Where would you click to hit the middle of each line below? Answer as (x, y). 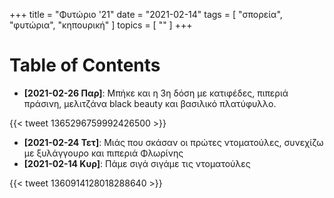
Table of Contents (85, 65)
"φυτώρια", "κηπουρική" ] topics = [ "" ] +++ (101, 25)
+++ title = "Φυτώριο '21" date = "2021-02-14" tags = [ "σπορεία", (146, 14)
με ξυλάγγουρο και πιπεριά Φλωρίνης (103, 153)
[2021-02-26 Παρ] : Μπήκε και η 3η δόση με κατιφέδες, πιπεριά (156, 93)
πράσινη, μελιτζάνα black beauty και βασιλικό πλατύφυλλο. (150, 103)
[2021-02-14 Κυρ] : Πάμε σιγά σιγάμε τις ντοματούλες (137, 163)
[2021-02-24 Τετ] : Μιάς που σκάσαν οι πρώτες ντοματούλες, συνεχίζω (173, 142)
